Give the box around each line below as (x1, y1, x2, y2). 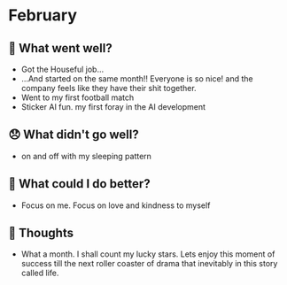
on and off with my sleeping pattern (20, 150, 152, 161)
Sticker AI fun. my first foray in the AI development (20, 102, 206, 112)
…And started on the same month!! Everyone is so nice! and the (20, 73, 253, 84)
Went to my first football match (20, 92, 135, 103)
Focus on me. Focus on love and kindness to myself (20, 200, 211, 211)
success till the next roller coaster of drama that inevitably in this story (20, 258, 278, 269)
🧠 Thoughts (8, 226, 74, 241)
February (8, 5, 77, 26)
